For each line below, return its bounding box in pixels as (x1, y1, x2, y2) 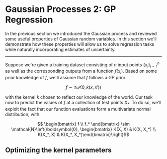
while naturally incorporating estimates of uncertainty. (5, 46, 116, 52)
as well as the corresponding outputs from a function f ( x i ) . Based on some (5, 68, 158, 75)
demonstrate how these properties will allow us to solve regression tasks (5, 41, 155, 47)
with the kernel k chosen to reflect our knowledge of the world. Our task (5, 94, 153, 100)
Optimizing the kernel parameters (5, 146, 112, 155)
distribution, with (5, 111, 40, 117)
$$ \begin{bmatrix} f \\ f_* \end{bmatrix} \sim (37, 121, 130, 127)
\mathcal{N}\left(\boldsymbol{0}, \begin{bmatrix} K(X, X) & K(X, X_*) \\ (11, 126, 156, 132)
